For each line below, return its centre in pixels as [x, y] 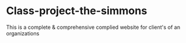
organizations [23, 33]
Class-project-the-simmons [77, 11]
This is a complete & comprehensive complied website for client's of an [93, 27]
